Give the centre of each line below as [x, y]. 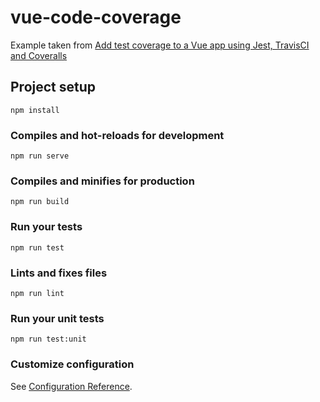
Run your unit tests [57, 318]
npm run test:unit [48, 339]
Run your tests [46, 227]
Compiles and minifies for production [102, 181]
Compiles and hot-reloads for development [117, 135]
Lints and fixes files [59, 273]
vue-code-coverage [96, 17]
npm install [35, 110]
